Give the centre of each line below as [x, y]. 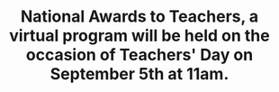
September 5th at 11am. [139, 74]
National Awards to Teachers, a [139, 17]
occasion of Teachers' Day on [139, 55]
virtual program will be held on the [139, 36]
